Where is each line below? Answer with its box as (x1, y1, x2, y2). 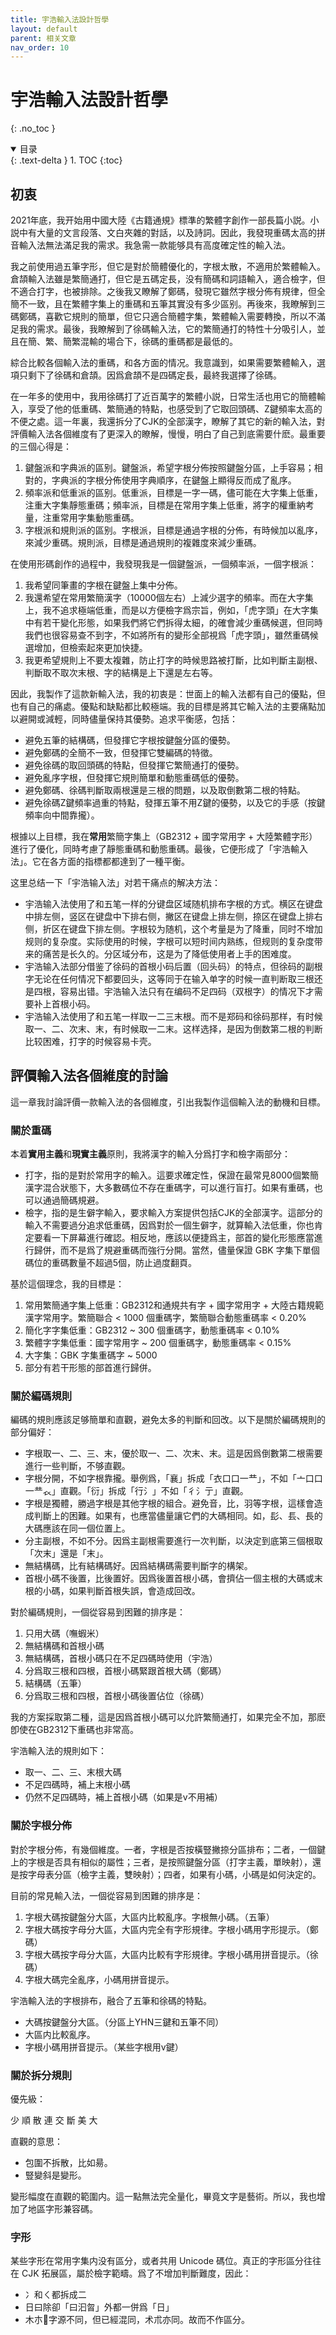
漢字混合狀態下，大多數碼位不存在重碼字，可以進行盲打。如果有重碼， (24, 1182, 315, 1194)
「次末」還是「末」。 (24, 1547, 109, 1560)
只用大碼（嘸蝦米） (24, 1627, 105, 1640)
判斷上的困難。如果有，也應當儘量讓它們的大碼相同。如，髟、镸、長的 (33, 1510, 323, 1522)
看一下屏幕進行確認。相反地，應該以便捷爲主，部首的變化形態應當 (42, 1232, 315, 1244)
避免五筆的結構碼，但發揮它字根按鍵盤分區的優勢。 (24, 734, 236, 746)
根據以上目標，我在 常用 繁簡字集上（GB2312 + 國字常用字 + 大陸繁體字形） (10, 831, 318, 842)
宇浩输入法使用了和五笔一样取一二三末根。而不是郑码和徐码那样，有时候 (24, 1011, 323, 1022)
